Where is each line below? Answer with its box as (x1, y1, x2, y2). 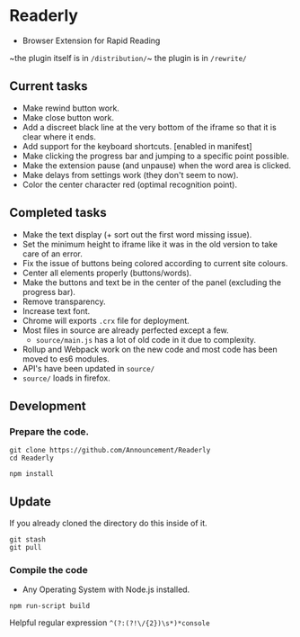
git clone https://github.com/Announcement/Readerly (9, 446, 211, 455)
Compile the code (9, 563, 88, 576)
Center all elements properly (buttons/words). (22, 267, 192, 278)
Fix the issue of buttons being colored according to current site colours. (22, 257, 288, 268)
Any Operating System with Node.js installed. (22, 584, 190, 595)
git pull (9, 543, 42, 552)
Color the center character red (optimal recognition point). (22, 179, 238, 190)
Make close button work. (22, 112, 115, 122)
